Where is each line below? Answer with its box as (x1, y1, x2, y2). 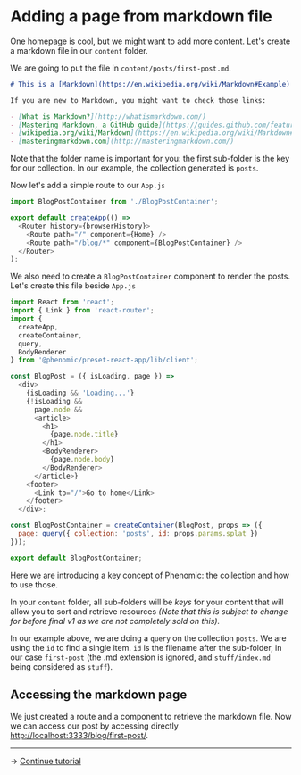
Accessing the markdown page (10, 687, 188, 703)
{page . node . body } (49, 455, 115, 464)
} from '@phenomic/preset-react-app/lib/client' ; (10, 355, 199, 365)
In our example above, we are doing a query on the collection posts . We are (10, 632, 287, 644)
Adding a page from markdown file (10, 6, 272, 27)
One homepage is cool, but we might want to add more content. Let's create (10, 36, 291, 46)
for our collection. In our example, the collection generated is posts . (10, 162, 259, 173)
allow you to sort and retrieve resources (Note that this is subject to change (10, 605, 288, 617)
